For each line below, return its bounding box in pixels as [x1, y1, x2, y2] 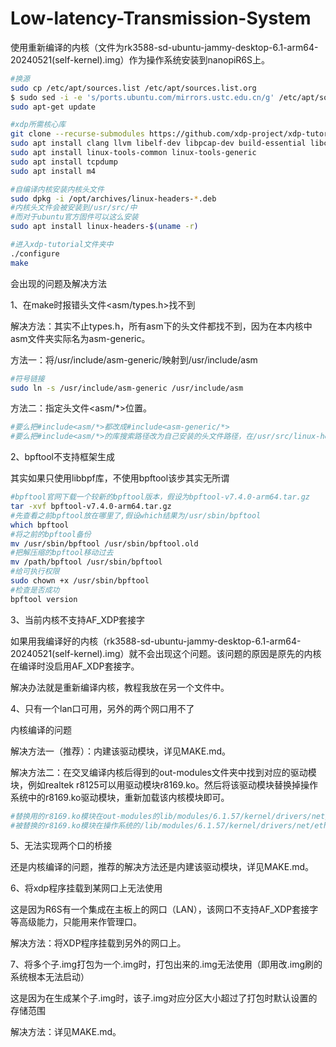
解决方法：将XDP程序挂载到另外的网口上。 [10, 937, 187, 949]
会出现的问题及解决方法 [10, 277, 107, 289]
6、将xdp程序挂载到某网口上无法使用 [10, 882, 163, 894]
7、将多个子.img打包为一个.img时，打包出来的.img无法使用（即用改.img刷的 [10, 958, 323, 971]
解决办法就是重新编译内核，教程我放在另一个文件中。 [10, 681, 230, 693]
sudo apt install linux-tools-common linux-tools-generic [10, 148, 257, 158]
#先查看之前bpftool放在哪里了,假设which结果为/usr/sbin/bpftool [10, 510, 262, 521]
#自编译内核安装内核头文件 [10, 184, 105, 194]
